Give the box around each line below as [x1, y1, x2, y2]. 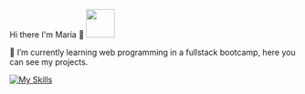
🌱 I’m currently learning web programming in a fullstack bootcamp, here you [9, 47, 296, 57]
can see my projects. [9, 57, 89, 68]
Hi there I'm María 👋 [9, 29, 85, 40]
